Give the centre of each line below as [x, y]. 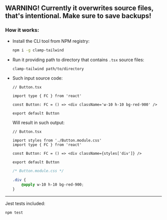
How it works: [22, 30]
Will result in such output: [38, 123]
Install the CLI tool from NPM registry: [51, 41]
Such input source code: [38, 78]
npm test [14, 213]
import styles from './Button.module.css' [57, 141]
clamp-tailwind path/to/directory [48, 69]
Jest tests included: [25, 203]
